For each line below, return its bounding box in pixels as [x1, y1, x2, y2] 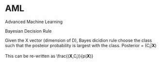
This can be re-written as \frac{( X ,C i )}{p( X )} [5, 53, 94, 60]
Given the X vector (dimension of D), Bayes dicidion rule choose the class [5, 37, 152, 43]
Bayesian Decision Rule [5, 28, 52, 34]
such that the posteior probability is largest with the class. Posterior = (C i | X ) [5, 42, 157, 50]
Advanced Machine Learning [5, 19, 63, 25]
